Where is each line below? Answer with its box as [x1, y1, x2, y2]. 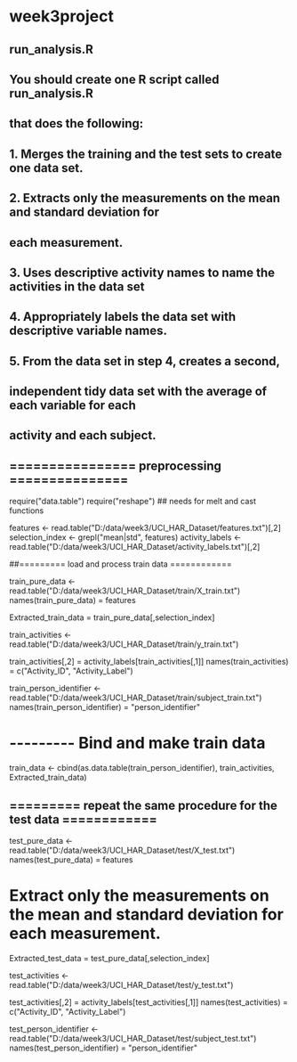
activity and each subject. [9, 428, 157, 443]
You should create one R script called [9, 71, 220, 86]
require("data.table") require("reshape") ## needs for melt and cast [9, 496, 256, 507]
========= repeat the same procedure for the [9, 797, 277, 813]
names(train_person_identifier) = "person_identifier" [9, 702, 201, 713]
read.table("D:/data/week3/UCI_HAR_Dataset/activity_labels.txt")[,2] [9, 542, 261, 552]
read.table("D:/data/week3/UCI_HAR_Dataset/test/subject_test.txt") [9, 1033, 257, 1043]
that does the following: [9, 116, 144, 131]
